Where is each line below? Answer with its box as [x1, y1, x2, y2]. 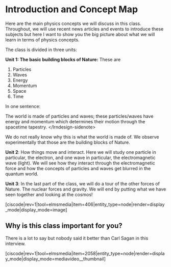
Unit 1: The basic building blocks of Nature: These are [5, 56, 121, 62]
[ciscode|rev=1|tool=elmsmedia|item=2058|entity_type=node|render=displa [5, 250, 165, 256]
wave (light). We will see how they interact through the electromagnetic [5, 159, 156, 166]
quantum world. [5, 171, 39, 177]
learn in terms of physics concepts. [5, 37, 80, 43]
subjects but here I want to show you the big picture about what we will [5, 31, 155, 37]
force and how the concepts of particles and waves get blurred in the [5, 165, 151, 171]
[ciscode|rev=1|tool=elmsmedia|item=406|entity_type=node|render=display [5, 201, 165, 207]
